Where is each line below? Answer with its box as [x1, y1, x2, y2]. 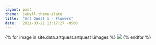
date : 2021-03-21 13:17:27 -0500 [5, 20, 78, 26]
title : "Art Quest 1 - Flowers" [5, 16, 74, 21]
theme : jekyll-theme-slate [5, 12, 63, 16]
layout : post [5, 7, 32, 12]
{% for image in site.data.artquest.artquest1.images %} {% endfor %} [5, 34, 151, 40]
